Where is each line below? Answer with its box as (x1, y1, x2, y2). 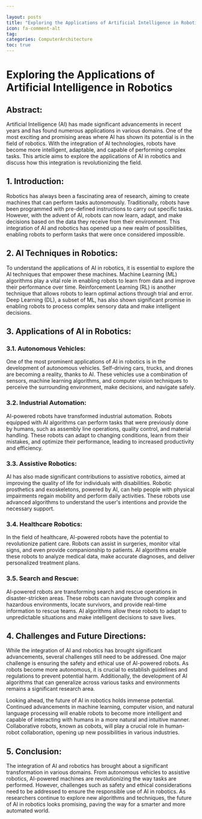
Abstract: (6, 105, 43, 115)
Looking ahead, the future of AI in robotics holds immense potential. (6, 697, 174, 704)
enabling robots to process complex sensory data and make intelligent (6, 302, 180, 310)
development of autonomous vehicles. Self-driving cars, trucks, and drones (6, 365, 194, 372)
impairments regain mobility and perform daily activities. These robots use (6, 492, 191, 499)
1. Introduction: (6, 176, 64, 187)
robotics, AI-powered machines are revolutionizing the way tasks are (6, 775, 177, 782)
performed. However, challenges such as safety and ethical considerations (6, 782, 192, 789)
